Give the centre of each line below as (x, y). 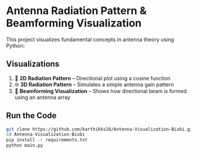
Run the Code (31, 116)
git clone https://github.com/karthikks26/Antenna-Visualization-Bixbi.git (101, 129)
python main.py (25, 146)
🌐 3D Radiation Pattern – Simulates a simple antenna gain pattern (94, 84)
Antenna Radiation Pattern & (76, 11)
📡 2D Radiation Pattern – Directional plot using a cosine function (93, 78)
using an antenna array (42, 97)
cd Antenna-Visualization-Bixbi (45, 135)
